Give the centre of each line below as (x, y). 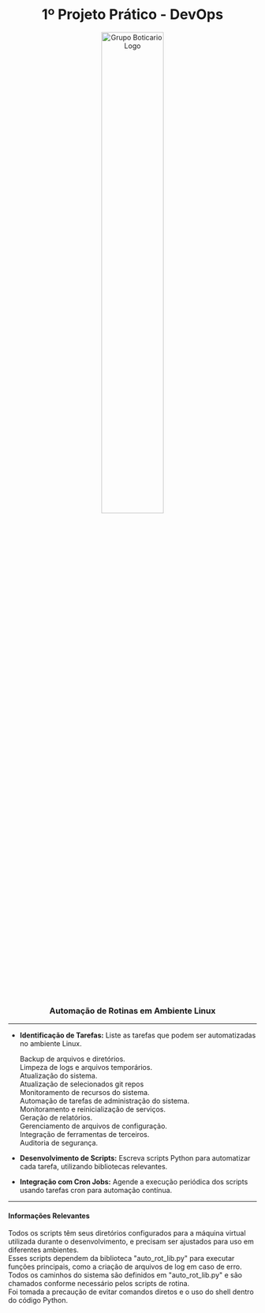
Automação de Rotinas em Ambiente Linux (132, 1011)
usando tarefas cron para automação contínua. (96, 1191)
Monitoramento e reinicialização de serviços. (93, 1109)
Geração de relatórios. (56, 1118)
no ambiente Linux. (50, 1044)
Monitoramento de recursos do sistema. (84, 1093)
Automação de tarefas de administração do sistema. (105, 1101)
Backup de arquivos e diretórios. (73, 1059)
